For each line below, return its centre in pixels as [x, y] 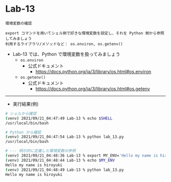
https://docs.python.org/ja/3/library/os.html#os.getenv [93, 88]
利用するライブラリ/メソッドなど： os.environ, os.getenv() [64, 44]
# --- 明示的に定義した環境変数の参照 [41, 151]
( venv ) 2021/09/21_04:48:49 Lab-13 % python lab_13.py [65, 170]
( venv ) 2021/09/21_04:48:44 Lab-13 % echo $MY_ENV [60, 160]
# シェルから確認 [21, 113]
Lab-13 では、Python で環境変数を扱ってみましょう [66, 54]
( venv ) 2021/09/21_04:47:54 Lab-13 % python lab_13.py [65, 137]
